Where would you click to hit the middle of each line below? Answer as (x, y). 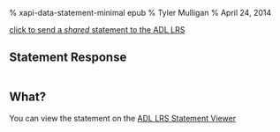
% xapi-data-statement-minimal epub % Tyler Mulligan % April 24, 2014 (140, 13)
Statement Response (68, 58)
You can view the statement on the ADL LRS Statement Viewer (123, 118)
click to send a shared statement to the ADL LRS (97, 29)
